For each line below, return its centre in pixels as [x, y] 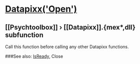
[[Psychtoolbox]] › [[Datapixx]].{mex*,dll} [70, 27]
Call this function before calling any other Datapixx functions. [67, 47]
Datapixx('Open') [41, 9]
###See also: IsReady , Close [34, 56]
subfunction [24, 35]
